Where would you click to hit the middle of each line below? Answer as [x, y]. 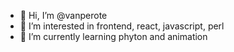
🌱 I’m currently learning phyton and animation [113, 36]
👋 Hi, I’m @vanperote [63, 15]
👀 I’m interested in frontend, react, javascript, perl [122, 26]
